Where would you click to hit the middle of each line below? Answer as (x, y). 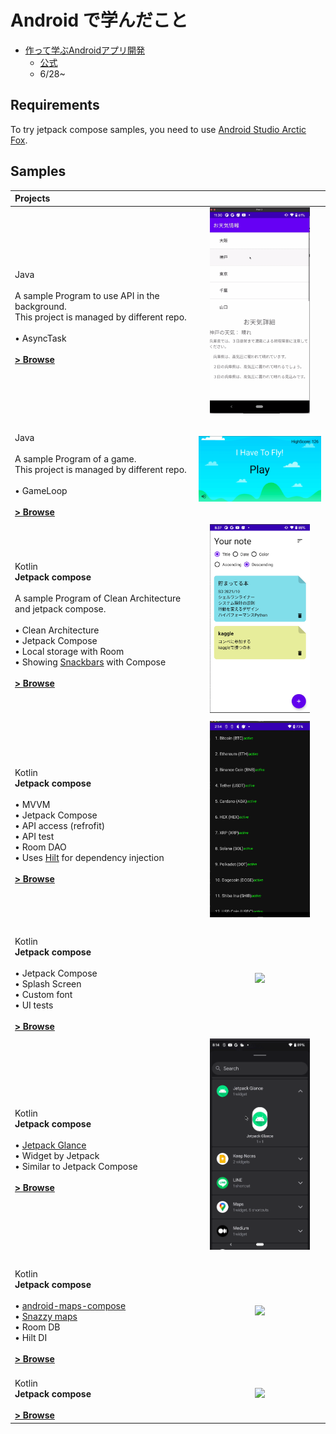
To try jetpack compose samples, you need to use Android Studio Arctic (158, 129)
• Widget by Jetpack (57, 1155)
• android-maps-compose (70, 1306)
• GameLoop (41, 491)
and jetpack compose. (60, 608)
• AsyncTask (40, 338)
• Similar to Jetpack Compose (76, 1166)
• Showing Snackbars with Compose (90, 662)
